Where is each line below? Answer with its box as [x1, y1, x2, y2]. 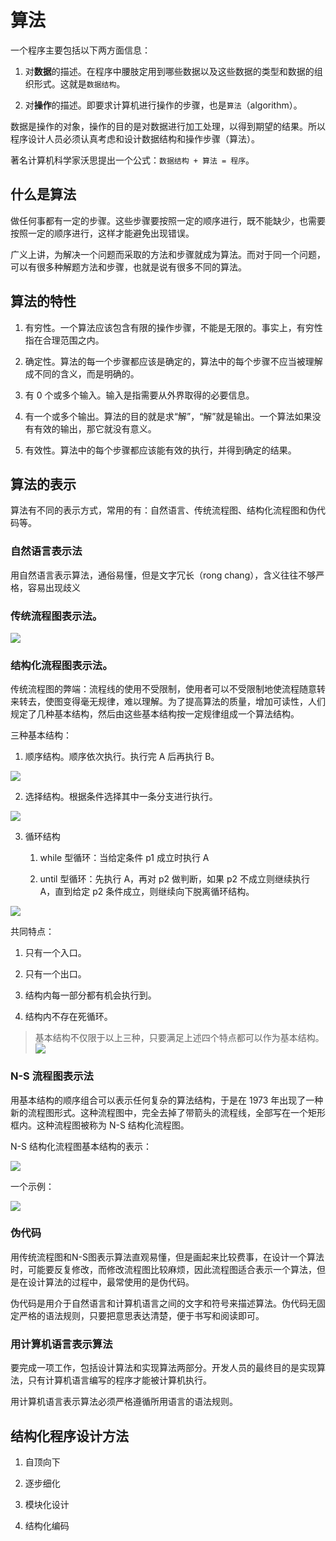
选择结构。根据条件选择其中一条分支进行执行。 [24, 791, 218, 803]
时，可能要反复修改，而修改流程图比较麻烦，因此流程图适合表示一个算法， [10, 1263, 317, 1275]
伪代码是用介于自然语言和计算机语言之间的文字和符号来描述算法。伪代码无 [10, 1297, 317, 1309]
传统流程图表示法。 [10, 609, 103, 623]
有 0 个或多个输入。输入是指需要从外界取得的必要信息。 [24, 389, 255, 401]
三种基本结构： [10, 729, 72, 741]
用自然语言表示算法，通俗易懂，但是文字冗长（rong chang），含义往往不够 [10, 569, 317, 581]
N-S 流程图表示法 [10, 1069, 94, 1083]
